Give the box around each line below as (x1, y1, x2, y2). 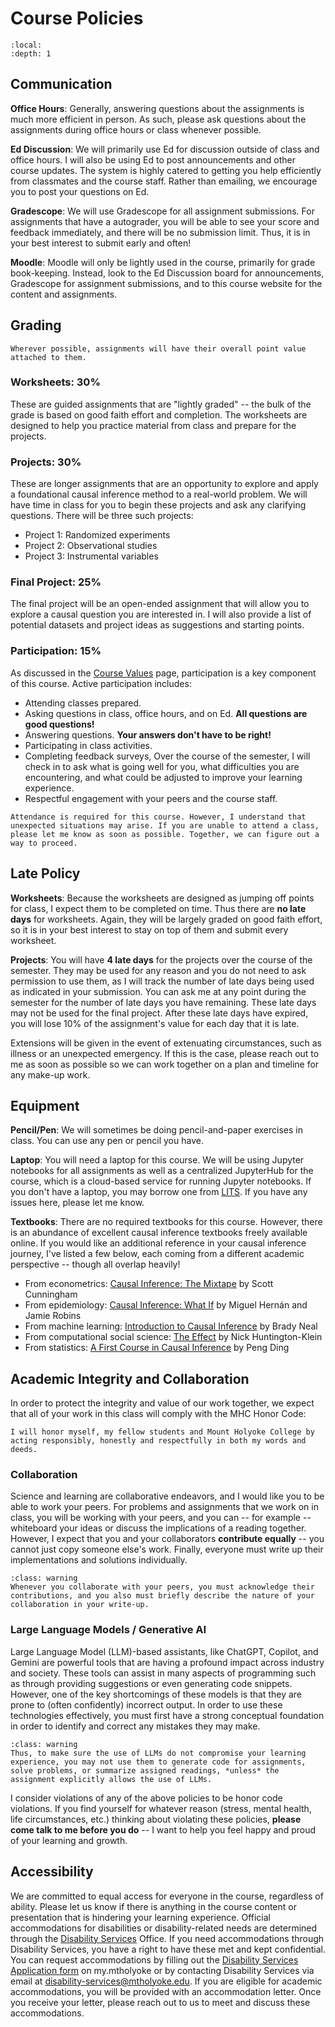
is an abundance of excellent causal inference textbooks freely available (10, 1227, 308, 1239)
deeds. (10, 1445, 38, 1455)
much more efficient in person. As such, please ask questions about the (10, 113, 307, 125)
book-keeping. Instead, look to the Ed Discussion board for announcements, (10, 267, 325, 279)
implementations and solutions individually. (10, 1554, 188, 1566)
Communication (10, 76, 113, 93)
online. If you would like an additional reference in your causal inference (10, 1237, 307, 1249)
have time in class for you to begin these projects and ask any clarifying (10, 499, 307, 511)
